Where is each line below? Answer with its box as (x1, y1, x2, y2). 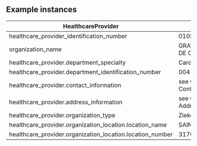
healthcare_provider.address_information (9, 98, 123, 106)
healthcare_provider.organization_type (9, 111, 116, 119)
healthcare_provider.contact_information (9, 81, 121, 89)
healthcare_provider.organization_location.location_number (9, 130, 173, 138)
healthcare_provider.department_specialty (9, 58, 126, 66)
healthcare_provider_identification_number (9, 32, 128, 40)
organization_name (9, 45, 62, 53)
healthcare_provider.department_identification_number (9, 67, 161, 76)
